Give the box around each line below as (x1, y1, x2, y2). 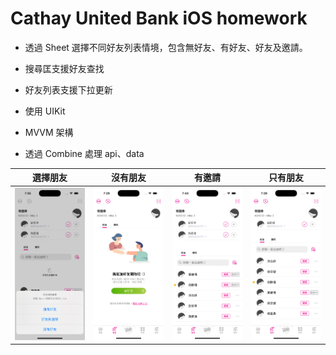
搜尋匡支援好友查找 (24, 62, 105, 74)
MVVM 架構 (24, 126, 74, 138)
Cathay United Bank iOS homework (10, 7, 308, 30)
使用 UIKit (24, 105, 66, 117)
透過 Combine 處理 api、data (24, 147, 145, 159)
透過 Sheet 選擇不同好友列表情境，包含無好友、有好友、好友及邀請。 (24, 41, 308, 53)
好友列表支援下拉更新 (24, 83, 113, 96)
